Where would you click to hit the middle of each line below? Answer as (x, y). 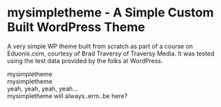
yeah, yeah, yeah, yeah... (43, 88)
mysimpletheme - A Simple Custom (110, 13)
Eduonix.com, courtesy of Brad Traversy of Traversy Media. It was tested (111, 53)
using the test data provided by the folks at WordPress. (85, 60)
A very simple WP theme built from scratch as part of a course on (100, 46)
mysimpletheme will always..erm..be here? (67, 96)
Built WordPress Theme (76, 27)
